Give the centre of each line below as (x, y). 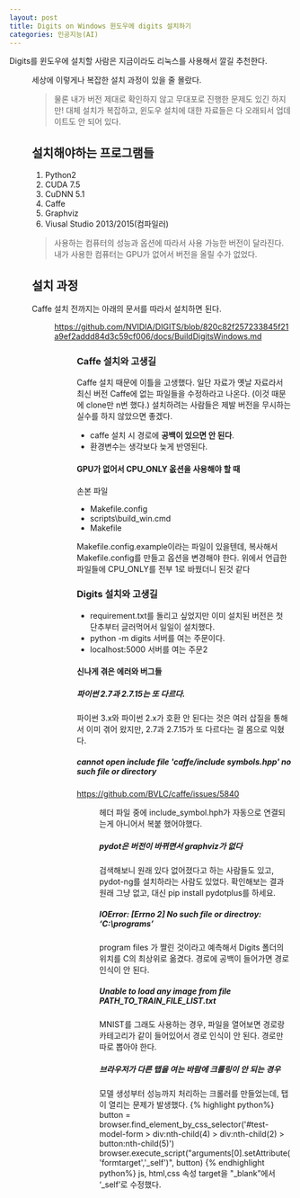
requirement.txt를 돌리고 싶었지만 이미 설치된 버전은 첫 (186, 615)
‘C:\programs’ (127, 924)
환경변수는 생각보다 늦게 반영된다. (149, 447)
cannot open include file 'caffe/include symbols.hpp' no (184, 762)
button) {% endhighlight (221, 1163)
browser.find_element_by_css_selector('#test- (184, 1124)
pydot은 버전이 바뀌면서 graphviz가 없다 (171, 845)
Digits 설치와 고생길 (118, 595)
